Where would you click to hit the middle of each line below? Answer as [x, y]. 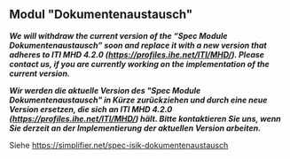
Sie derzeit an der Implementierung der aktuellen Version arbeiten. [135, 128]
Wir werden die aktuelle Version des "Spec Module [105, 90]
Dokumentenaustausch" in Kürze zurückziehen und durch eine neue [138, 100]
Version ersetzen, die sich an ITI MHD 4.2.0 [91, 109]
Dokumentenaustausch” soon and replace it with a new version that [138, 45]
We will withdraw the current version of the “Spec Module [118, 35]
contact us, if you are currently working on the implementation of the [140, 64]
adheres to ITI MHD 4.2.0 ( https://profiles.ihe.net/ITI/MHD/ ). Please [137, 54]
